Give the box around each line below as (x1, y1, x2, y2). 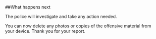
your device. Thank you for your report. (5, 28, 86, 34)
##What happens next (5, 4, 51, 10)
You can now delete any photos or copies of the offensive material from (5, 23, 152, 29)
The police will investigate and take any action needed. (5, 14, 117, 19)
